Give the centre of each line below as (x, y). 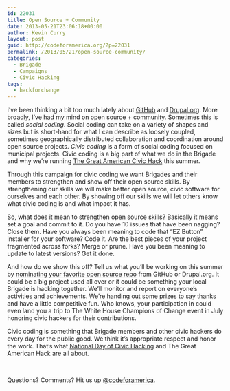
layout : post (26, 39)
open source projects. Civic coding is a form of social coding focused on (110, 147)
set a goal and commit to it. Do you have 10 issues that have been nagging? (114, 224)
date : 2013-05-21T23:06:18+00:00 (55, 26)
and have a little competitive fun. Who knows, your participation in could (109, 304)
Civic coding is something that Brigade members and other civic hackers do (114, 332)
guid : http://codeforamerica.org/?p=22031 (69, 45)
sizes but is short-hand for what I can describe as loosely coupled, (101, 132)
